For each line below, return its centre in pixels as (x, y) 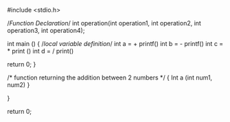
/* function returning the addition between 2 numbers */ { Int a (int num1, (110, 77)
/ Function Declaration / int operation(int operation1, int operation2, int (104, 23)
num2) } (19, 85)
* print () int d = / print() (41, 51)
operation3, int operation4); (46, 30)
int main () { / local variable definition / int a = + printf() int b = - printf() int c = (115, 44)
